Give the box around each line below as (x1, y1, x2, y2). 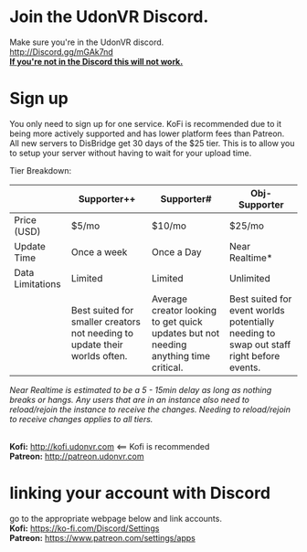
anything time (152, 349, 211, 362)
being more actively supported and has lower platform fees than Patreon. (9, 128, 285, 139)
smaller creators (70, 315, 142, 328)
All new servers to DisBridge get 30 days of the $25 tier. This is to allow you (9, 137, 295, 148)
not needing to (70, 326, 134, 339)
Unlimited (229, 271, 271, 284)
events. (229, 361, 261, 374)
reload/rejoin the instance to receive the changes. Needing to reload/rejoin (9, 404, 291, 415)
